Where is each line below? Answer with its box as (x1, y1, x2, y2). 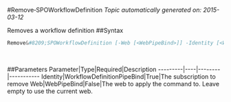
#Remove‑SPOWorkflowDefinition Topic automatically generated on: (7, 6, 202, 14)
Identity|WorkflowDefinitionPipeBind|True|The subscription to (41, 72, 217, 81)
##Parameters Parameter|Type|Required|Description (7, 65, 157, 73)
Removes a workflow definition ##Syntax (7, 27, 124, 34)
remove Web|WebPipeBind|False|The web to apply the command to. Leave (7, 79, 220, 88)
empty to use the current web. (7, 87, 93, 95)
